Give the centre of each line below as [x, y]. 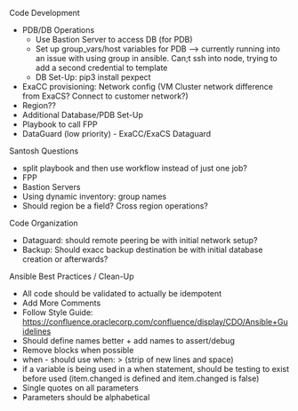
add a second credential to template [101, 67]
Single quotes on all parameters [81, 388]
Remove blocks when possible [78, 350]
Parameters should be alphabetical [86, 397]
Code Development [44, 13]
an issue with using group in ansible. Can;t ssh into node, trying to [156, 58]
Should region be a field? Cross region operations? [115, 206]
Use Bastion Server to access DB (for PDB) [114, 40]
